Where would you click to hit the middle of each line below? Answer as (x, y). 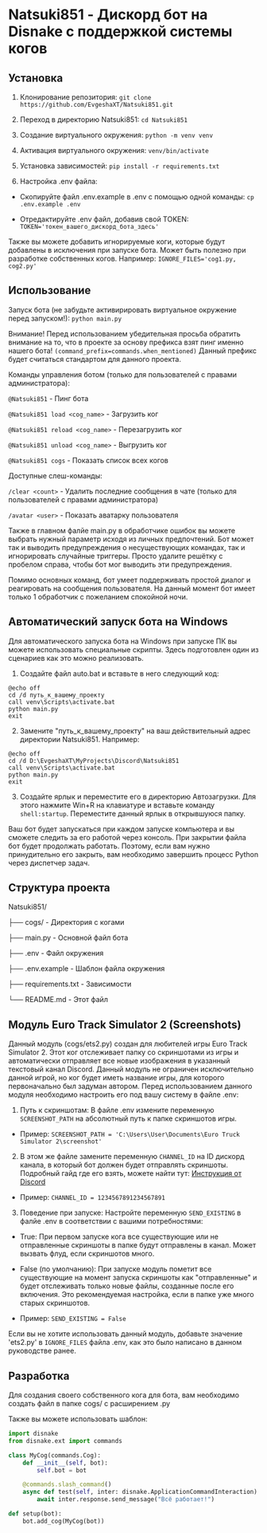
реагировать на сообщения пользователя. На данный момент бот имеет (132, 588)
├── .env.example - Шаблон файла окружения (87, 969)
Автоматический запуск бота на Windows (118, 622)
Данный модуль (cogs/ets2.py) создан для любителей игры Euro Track (128, 1044)
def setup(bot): (35, 1514)
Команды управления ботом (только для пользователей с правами (122, 374)
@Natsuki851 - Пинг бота (48, 398)
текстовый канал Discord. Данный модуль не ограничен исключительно (131, 1069)
